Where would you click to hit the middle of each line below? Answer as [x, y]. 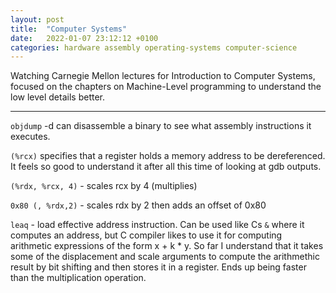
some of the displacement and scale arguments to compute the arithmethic [165, 257]
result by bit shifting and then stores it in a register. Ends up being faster [158, 267]
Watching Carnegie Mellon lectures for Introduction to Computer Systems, [163, 76]
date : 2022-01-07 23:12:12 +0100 [84, 38]
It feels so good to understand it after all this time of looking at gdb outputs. [166, 167]
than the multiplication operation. [78, 278]
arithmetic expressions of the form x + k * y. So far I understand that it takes [167, 246]
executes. [30, 137]
